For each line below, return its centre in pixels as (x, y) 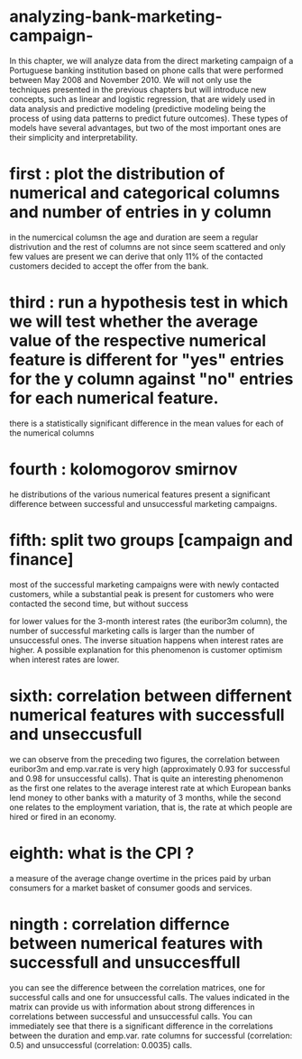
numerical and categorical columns (145, 193)
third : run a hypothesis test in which (149, 303)
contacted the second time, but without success (99, 603)
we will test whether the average (134, 322)
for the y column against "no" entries (151, 379)
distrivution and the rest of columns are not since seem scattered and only (147, 246)
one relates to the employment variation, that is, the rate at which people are (151, 807)
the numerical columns (52, 433)
